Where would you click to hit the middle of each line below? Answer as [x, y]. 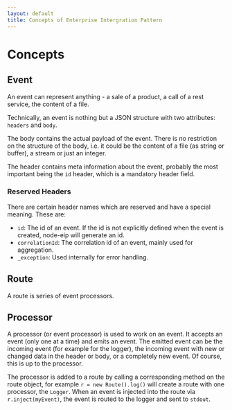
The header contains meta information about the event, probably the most [113, 166]
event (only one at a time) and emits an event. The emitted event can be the [115, 341]
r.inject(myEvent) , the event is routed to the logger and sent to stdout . [109, 399]
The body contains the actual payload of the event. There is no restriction [112, 138]
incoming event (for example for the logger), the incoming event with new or [116, 349]
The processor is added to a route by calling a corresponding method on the [116, 377]
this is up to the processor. [45, 364]
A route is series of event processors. [61, 296]
